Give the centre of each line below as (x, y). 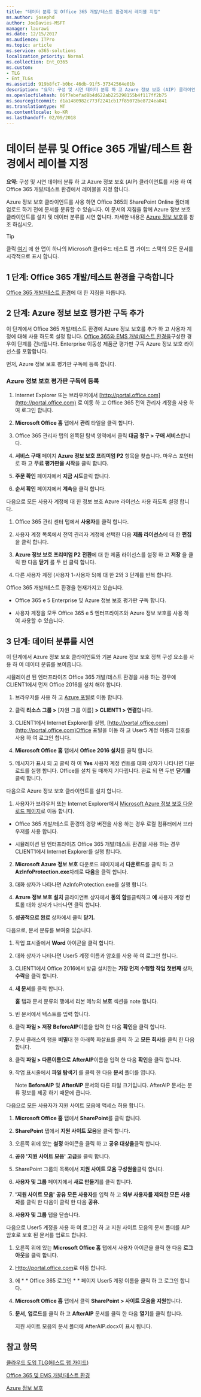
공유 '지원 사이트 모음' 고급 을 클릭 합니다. (63, 1156)
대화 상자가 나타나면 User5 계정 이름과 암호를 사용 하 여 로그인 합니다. (96, 955)
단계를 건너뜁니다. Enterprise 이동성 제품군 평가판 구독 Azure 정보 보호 (100, 344)
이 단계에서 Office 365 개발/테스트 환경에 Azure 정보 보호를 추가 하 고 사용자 (96, 329)
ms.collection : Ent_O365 (37, 62)
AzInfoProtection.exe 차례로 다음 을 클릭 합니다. (71, 872)
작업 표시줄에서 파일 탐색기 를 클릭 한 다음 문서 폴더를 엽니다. (86, 1072)
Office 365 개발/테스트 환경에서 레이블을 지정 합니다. (68, 189)
